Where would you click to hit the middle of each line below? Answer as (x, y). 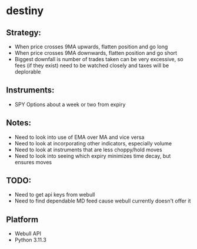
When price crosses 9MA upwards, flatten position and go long (91, 47)
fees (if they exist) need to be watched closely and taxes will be (92, 65)
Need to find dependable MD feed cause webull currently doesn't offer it (103, 201)
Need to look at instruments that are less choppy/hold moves (89, 150)
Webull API (28, 234)
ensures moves (33, 162)
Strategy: (24, 33)
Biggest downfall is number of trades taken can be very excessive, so (99, 59)
